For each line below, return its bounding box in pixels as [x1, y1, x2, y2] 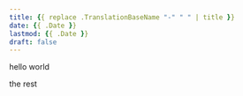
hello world [9, 62, 50, 72]
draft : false [9, 37, 57, 47]
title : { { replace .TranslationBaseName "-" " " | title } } [9, 12, 236, 22]
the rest [9, 78, 38, 89]
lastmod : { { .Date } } [9, 29, 89, 38]
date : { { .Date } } [9, 21, 77, 30]
